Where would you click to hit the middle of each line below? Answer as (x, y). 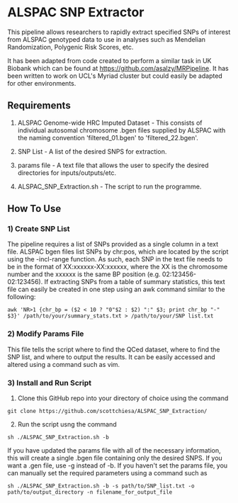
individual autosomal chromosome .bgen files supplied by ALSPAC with (121, 130)
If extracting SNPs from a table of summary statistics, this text (135, 282)
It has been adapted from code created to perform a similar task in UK (109, 60)
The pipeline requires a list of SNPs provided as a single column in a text (113, 244)
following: (22, 297)
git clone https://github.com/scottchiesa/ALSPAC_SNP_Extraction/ (107, 412)
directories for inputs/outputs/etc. (67, 173)
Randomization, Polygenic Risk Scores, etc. (70, 47)
